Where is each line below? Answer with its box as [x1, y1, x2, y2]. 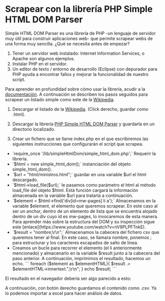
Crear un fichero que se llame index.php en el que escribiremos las [12, 136, 149, 142]
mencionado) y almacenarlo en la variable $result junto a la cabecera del [12, 250, 160, 256]
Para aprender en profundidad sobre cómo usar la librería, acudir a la [5, 86, 145, 92]
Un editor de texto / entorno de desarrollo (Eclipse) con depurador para [12, 66, 158, 72]
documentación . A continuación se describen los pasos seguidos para [5, 91, 148, 97]
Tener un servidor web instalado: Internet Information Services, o [12, 50, 145, 56]
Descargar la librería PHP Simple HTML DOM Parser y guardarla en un [12, 121, 155, 127]
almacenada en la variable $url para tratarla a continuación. [12, 192, 133, 198]
